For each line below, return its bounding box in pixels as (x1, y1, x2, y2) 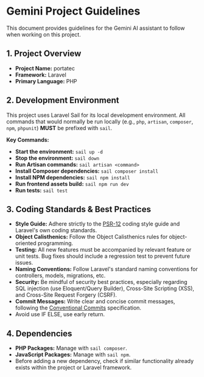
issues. (15, 259, 33, 266)
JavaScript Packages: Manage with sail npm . (15, 351, 131, 358)
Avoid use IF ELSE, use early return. (15, 311, 105, 318)
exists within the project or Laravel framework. (15, 364, 132, 372)
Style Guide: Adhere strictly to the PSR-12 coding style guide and (15, 220, 180, 227)
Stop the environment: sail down (15, 154, 99, 162)
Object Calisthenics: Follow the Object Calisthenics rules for (15, 233, 168, 241)
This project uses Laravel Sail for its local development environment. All (6, 111, 186, 119)
